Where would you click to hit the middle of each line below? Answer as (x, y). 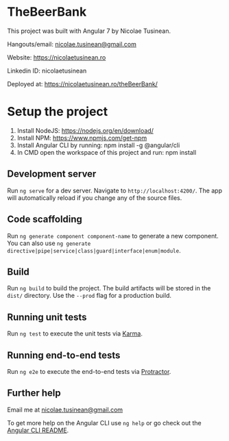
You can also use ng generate (49, 243)
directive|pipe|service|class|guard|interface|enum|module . (94, 250)
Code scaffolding (45, 219)
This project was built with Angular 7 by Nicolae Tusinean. (89, 31)
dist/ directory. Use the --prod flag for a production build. (89, 296)
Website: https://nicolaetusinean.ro (57, 57)
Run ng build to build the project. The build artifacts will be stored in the (109, 288)
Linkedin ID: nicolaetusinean (47, 71)
